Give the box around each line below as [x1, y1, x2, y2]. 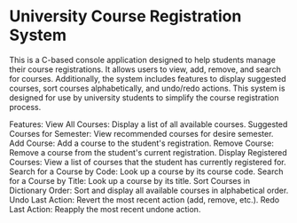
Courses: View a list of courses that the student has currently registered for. [9, 156, 286, 167]
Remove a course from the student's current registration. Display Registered [9, 147, 288, 157]
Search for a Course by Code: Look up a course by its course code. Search [9, 166, 284, 177]
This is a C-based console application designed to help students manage [9, 54, 277, 65]
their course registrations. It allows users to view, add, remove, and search [9, 64, 281, 75]
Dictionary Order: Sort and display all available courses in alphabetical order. [9, 185, 289, 195]
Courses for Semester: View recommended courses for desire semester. [9, 128, 274, 139]
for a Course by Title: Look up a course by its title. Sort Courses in [9, 175, 251, 186]
